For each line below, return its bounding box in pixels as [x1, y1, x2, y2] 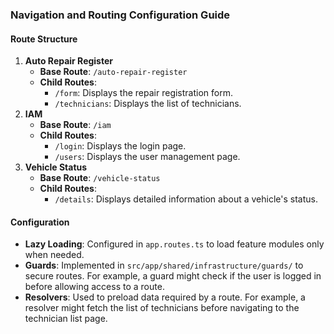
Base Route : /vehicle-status [39, 172, 161, 184]
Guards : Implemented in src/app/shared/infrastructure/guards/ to [24, 259, 304, 272]
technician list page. [24, 313, 108, 325]
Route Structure [10, 33, 78, 45]
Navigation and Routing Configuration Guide [10, 8, 231, 22]
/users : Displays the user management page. [54, 151, 241, 163]
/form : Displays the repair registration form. [54, 87, 233, 99]
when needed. [24, 249, 85, 261]
